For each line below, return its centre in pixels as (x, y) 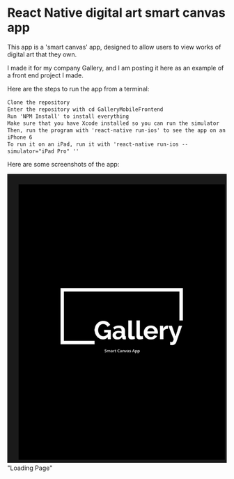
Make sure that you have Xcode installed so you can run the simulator (113, 123)
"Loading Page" (30, 468)
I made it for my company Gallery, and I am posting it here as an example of (116, 68)
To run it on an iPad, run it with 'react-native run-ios (93, 144)
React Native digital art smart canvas (116, 13)
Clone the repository (39, 102)
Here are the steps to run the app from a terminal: (78, 89)
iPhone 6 (20, 137)
